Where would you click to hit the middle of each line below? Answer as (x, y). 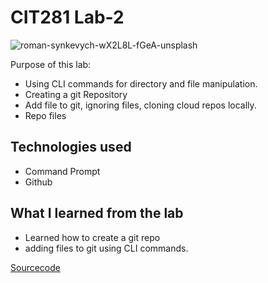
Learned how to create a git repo (92, 237)
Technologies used (71, 147)
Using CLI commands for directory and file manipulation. (141, 83)
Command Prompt (62, 171)
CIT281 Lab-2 (67, 17)
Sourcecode (35, 267)
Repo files (45, 115)
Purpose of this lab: (51, 64)
